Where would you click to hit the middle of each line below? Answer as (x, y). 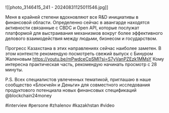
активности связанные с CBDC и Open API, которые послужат (72, 28)
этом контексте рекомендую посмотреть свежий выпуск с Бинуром (79, 53)
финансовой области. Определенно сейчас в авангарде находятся (77, 22)
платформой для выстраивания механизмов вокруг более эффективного (84, 33)
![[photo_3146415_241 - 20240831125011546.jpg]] (57, 7)
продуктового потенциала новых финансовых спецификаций (71, 90)
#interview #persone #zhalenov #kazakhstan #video (60, 105)
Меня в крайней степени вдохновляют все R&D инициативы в (72, 17)
